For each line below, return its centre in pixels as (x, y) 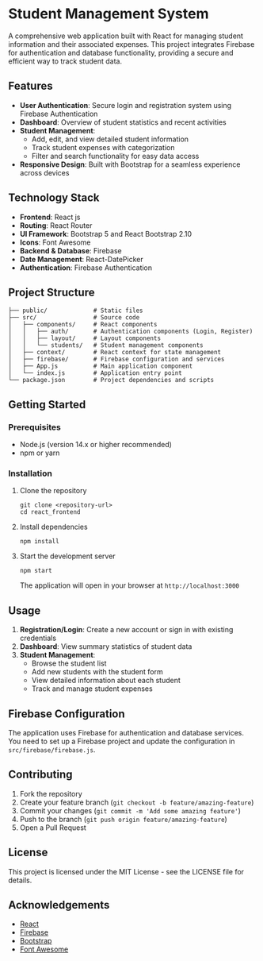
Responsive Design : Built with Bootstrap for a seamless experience (130, 164)
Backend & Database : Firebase (71, 250)
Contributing (40, 775)
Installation (30, 473)
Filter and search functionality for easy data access (115, 156)
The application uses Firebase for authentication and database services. (126, 732)
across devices (44, 172)
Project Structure (51, 292)
